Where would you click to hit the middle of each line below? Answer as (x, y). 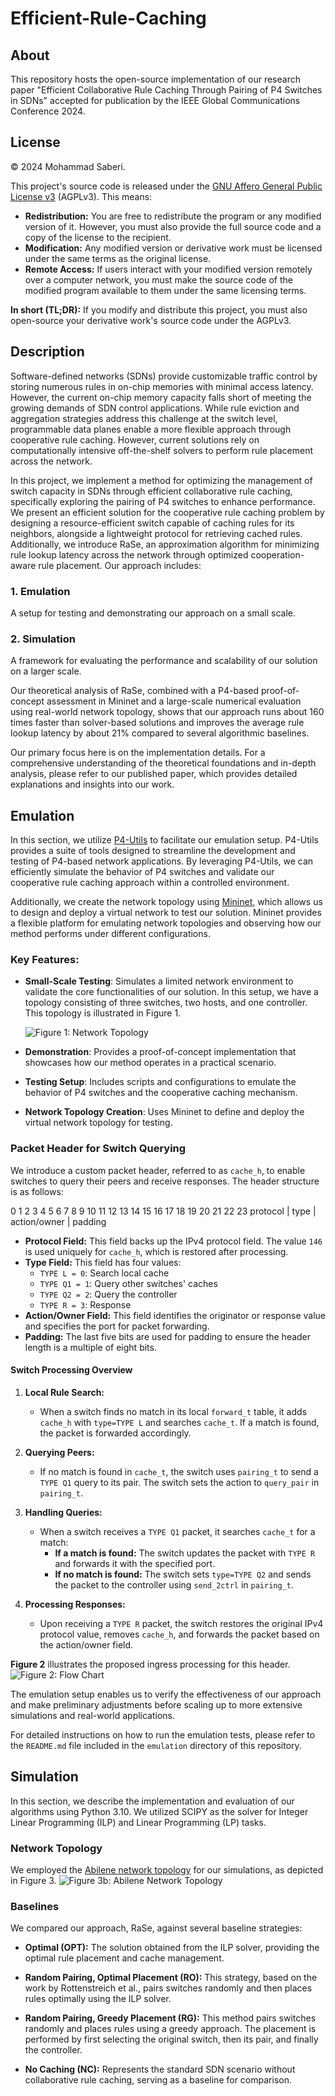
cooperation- (277, 554)
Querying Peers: (59, 1452)
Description (47, 352)
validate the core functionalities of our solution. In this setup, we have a (171, 992)
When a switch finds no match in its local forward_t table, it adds (173, 1411)
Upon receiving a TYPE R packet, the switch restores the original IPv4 (181, 1623)
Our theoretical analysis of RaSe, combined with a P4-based (135, 691)
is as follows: (37, 1191)
